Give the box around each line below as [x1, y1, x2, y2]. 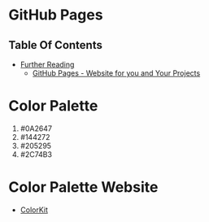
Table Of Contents [8, 38, 103, 52]
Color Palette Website [8, 178, 159, 197]
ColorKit [20, 205, 49, 215]
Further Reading [20, 59, 75, 69]
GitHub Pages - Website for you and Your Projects [32, 68, 201, 78]
